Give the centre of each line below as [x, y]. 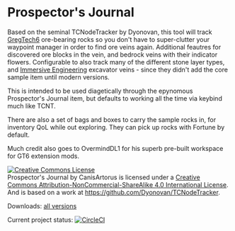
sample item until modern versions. [58, 77]
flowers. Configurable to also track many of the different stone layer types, [116, 62]
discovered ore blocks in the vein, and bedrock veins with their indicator [113, 55]
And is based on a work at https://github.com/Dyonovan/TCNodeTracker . [114, 192]
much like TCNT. [31, 106]
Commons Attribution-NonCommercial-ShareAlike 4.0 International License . [118, 184]
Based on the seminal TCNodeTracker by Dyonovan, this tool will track [110, 32]
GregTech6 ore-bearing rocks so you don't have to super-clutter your [109, 39]
